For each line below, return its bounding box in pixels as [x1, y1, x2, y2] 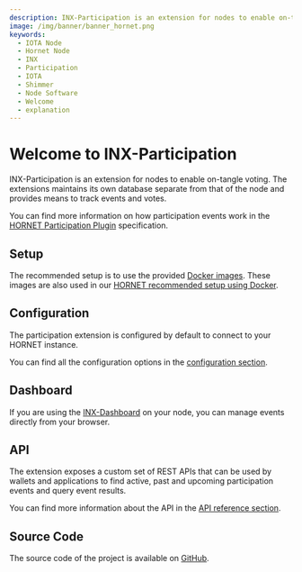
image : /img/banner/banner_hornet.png [9, 22, 155, 31]
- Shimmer [17, 80, 54, 89]
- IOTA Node [17, 38, 63, 48]
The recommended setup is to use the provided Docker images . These [9, 270, 271, 280]
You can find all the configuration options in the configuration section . [9, 357, 268, 368]
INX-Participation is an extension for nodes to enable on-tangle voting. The [9, 174, 288, 185]
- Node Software [17, 88, 78, 97]
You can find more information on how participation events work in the [9, 211, 271, 222]
